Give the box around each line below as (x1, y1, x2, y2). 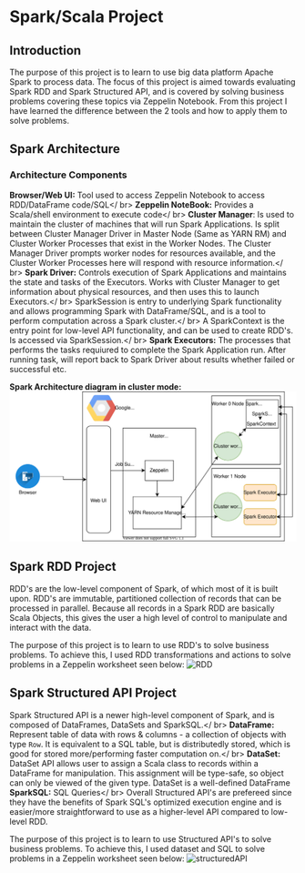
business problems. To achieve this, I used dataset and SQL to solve (9, 843, 266, 854)
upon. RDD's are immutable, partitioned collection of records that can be (9, 593, 282, 604)
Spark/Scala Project (9, 6, 164, 27)
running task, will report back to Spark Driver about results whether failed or (9, 353, 295, 365)
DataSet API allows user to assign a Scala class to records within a (9, 757, 259, 768)
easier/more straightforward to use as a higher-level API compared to (9, 806, 269, 817)
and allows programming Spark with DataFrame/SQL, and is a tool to (9, 305, 267, 316)
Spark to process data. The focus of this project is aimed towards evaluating (9, 76, 296, 87)
